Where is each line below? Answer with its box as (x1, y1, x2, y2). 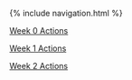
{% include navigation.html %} (9, 8, 124, 18)
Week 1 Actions (9, 43, 67, 54)
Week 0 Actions (9, 25, 69, 35)
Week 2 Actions (9, 61, 69, 71)
